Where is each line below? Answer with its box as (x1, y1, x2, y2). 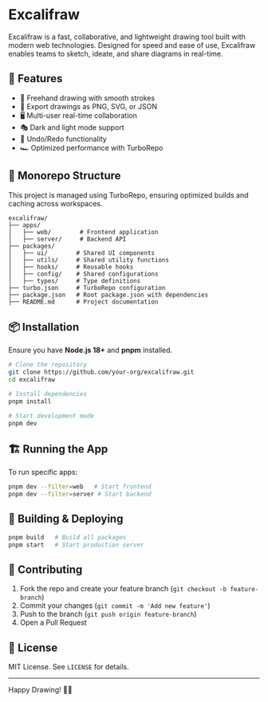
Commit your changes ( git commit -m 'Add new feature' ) (19, 601, 211, 610)
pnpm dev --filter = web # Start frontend (8, 483, 152, 491)
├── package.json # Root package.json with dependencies (8, 291, 209, 299)
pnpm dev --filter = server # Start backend (8, 490, 152, 499)
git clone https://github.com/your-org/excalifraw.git (8, 368, 195, 376)
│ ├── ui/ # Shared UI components (8, 249, 156, 257)
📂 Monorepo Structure (8, 169, 121, 182)
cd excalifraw (8, 376, 56, 384)
